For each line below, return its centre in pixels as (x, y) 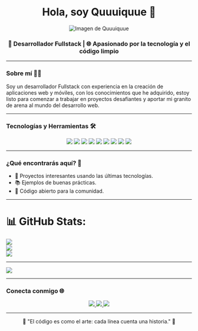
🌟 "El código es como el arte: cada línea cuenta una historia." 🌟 (99, 322)
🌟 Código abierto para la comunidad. (59, 191)
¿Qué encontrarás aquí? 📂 (44, 163)
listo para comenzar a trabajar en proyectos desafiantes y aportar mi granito (99, 99)
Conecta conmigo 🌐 (35, 291)
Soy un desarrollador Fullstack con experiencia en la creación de (85, 86)
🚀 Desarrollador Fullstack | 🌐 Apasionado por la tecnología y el (99, 44)
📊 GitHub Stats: (46, 222)
